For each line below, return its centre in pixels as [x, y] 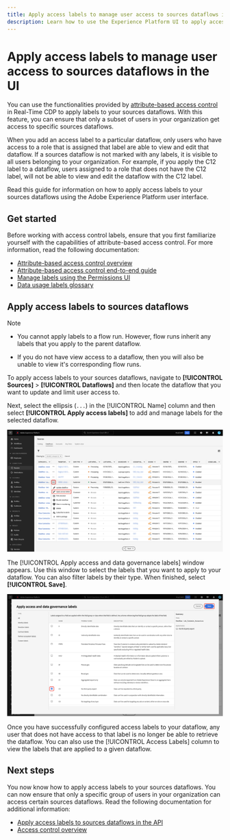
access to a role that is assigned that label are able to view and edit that [108, 147]
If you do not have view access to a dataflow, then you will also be [110, 357]
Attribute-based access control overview [75, 263]
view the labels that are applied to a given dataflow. [79, 749]
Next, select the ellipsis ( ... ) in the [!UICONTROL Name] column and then [111, 406]
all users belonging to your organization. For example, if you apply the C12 [112, 162]
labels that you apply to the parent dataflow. [79, 344]
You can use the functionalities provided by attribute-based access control [112, 105]
